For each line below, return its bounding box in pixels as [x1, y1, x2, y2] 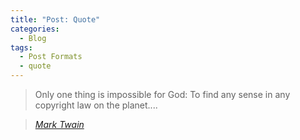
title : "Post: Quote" [10, 14, 101, 25]
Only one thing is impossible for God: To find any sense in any [34, 89, 291, 100]
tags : [10, 42, 33, 53]
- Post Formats [19, 52, 83, 62]
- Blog [19, 33, 47, 43]
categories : [10, 24, 60, 34]
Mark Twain [34, 119, 85, 130]
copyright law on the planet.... [34, 99, 158, 111]
